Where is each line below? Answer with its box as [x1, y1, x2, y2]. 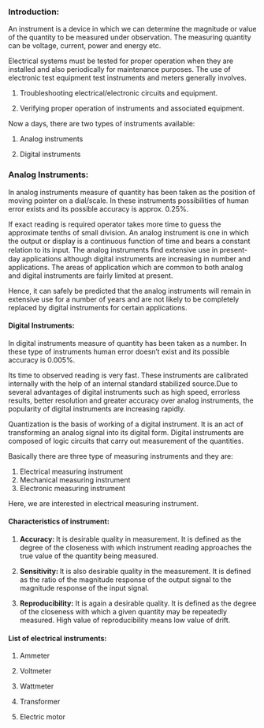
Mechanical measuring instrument [19, 475, 131, 484]
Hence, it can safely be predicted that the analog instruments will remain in [8, 286, 251, 295]
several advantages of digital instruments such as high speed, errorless [8, 387, 240, 396]
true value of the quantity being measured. [19, 551, 159, 561]
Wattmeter [19, 681, 54, 691]
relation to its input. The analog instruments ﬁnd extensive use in [8, 245, 218, 254]
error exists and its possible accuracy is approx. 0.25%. [8, 204, 189, 213]
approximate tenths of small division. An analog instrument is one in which [8, 227, 250, 237]
